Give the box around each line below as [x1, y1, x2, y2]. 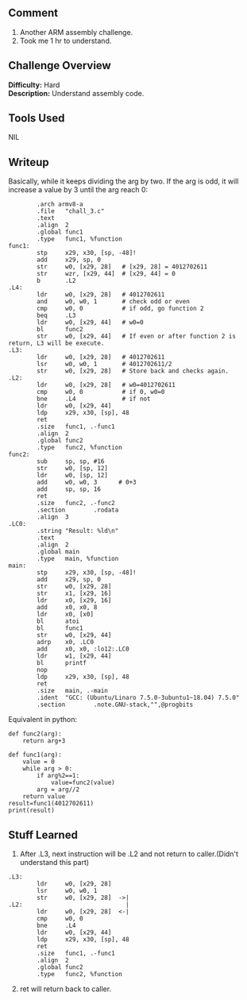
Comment [8, 6, 59, 20]
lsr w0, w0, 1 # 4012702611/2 [37, 361, 172, 369]
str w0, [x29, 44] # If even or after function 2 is [37, 333, 237, 341]
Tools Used [8, 111, 65, 125]
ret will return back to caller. [19, 984, 112, 994]
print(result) [8, 806, 56, 815]
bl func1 [37, 624, 83, 632]
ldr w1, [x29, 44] [37, 652, 112, 660]
